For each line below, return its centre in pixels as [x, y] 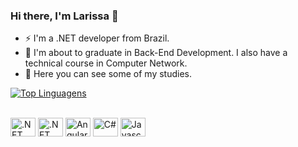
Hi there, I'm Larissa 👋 [64, 16]
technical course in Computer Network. [106, 63]
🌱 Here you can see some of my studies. [108, 74]
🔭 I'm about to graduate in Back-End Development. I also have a [156, 53]
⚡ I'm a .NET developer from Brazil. [97, 38]
